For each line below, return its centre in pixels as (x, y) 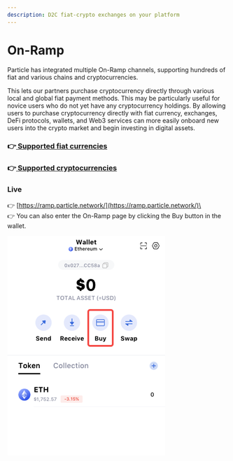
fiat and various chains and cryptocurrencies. (73, 77)
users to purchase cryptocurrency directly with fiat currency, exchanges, (112, 113)
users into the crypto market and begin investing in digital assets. (101, 128)
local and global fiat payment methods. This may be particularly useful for (114, 98)
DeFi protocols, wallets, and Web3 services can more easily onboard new (113, 120)
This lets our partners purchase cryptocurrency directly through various (111, 90)
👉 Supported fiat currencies (57, 146)
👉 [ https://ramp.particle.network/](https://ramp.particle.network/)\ (104, 205)
